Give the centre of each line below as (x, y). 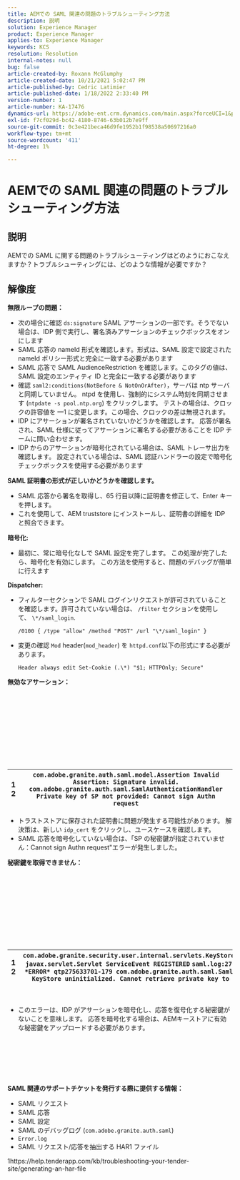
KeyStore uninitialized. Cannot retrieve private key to (131, 978)
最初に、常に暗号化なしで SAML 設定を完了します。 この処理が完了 (116, 553)
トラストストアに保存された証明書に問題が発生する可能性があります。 (121, 820)
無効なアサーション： (39, 682)
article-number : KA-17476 (46, 107)
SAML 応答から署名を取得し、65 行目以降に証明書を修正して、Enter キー (125, 495)
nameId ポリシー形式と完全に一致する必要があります (95, 358)
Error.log (32, 1139)
